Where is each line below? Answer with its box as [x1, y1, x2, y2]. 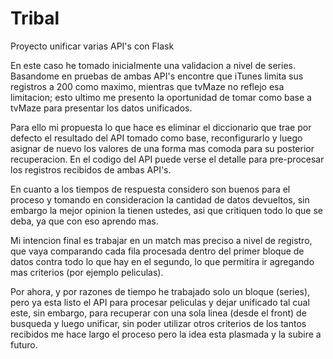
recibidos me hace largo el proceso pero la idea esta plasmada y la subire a [10, 328, 322, 340]
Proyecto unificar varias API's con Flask [10, 40, 175, 52]
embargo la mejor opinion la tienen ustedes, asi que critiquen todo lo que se [10, 204, 324, 216]
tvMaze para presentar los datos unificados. [10, 102, 193, 114]
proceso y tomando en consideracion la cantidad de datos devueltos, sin [10, 193, 310, 206]
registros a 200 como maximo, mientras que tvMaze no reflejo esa [10, 80, 285, 92]
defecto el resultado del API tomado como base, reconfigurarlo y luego [10, 132, 303, 144]
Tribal [10, 7, 60, 30]
